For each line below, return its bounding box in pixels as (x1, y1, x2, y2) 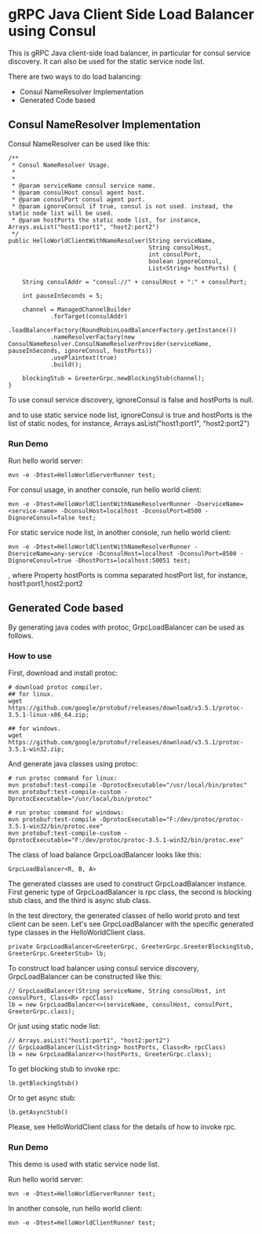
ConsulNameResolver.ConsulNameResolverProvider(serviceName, (8, 340, 213, 347)
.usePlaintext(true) (49, 354, 118, 362)
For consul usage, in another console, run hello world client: (8, 485, 202, 494)
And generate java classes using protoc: (8, 759, 139, 769)
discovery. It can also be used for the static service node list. (8, 57, 206, 66)
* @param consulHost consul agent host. (11, 189, 146, 196)
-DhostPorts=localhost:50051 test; (75, 556, 191, 565)
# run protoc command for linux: (8, 774, 118, 783)
